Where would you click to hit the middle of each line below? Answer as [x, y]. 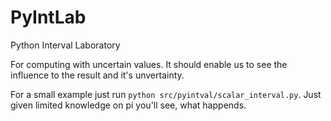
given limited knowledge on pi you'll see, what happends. [128, 105]
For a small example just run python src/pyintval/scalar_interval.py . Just [166, 94]
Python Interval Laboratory [65, 45]
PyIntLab [48, 17]
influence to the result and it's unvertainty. [97, 75]
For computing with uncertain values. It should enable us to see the [149, 64]
